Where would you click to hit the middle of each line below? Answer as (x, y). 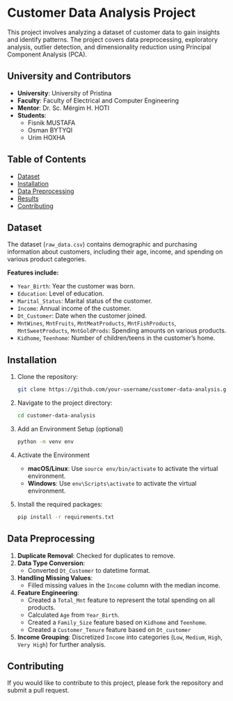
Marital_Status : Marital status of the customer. (85, 301)
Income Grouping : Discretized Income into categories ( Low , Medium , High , (120, 637)
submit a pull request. (38, 691)
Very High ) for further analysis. (62, 644)
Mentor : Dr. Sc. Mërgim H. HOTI (63, 108)
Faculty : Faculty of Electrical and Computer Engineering (98, 100)
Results (28, 198)
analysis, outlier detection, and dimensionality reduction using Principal (109, 47)
